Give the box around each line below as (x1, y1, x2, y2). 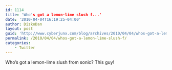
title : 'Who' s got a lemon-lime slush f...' (5, 12, 102, 17)
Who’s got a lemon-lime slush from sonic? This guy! (5, 59, 115, 65)
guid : (5, 31, 17, 36)
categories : (5, 41, 31, 46)
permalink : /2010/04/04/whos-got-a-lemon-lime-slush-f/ (5, 36, 127, 41)
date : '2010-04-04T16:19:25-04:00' (5, 17, 81, 22)
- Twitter (14, 45, 36, 50)
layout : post (5, 26, 33, 31)
